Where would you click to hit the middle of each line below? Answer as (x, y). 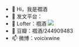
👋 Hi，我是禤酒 (30, 9)
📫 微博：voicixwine (36, 38)
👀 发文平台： (27, 16)
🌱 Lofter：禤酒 (29, 23)
